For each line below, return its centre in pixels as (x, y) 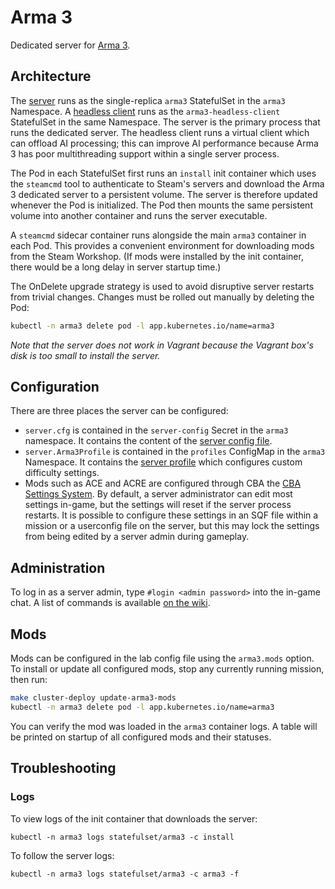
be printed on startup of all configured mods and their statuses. (141, 737)
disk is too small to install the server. (85, 355)
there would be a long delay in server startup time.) (116, 267)
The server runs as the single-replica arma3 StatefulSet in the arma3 (148, 100)
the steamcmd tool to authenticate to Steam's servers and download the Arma (167, 183)
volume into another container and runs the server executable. (139, 215)
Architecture (51, 76)
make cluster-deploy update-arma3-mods (93, 698)
